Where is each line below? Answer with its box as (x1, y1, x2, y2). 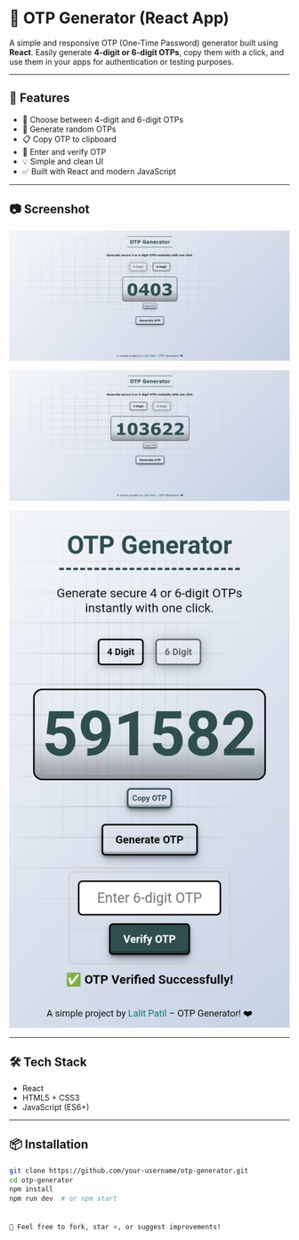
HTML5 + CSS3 (21, 1092, 80, 1103)
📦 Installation (9, 1137, 89, 1152)
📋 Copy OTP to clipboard (21, 134, 117, 144)
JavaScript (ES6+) (21, 1101, 90, 1112)
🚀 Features (9, 91, 70, 106)
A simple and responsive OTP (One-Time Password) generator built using (9, 37, 279, 48)
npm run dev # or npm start (9, 1195, 117, 1204)
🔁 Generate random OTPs (21, 124, 117, 134)
